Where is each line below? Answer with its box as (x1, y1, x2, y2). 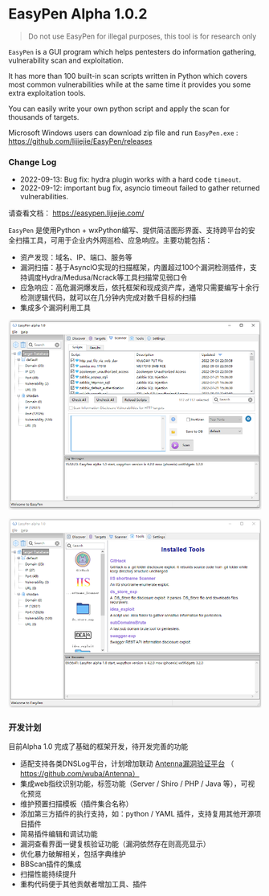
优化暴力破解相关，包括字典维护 (19, 849, 126, 859)
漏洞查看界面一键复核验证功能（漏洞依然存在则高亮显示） (19, 839, 210, 849)
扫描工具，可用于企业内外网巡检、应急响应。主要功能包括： (14, 235, 213, 245)
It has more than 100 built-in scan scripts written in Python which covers (8, 71, 247, 80)
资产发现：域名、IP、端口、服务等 (19, 252, 132, 262)
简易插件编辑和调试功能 (19, 829, 98, 839)
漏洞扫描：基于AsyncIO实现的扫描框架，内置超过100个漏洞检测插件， (19, 263, 251, 272)
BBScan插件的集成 (19, 859, 82, 869)
